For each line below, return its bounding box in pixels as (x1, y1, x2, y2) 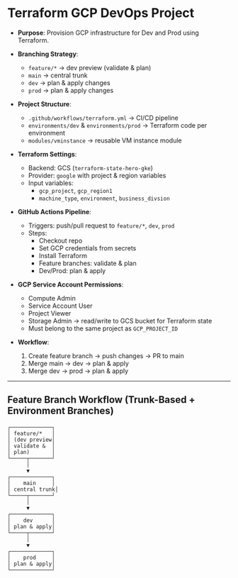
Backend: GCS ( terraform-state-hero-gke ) (28, 163, 154, 172)
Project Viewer (28, 309, 72, 317)
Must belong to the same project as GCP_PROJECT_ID (28, 324, 178, 333)
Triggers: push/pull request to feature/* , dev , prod (28, 221, 175, 230)
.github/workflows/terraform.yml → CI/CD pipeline (28, 113, 178, 122)
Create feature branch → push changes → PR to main (28, 351, 184, 360)
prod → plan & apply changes (28, 86, 114, 94)
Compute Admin (28, 294, 76, 302)
